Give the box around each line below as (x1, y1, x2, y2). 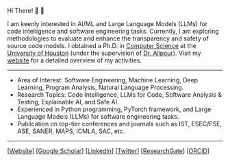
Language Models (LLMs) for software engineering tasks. (16, 113, 179, 120)
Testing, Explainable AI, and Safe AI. (16, 98, 119, 106)
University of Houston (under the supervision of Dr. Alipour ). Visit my (7, 49, 201, 57)
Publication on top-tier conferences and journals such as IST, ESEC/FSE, (16, 120, 222, 128)
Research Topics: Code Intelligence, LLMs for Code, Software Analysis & (16, 91, 222, 99)
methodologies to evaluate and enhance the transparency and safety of (7, 34, 209, 43)
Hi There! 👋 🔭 (7, 7, 44, 14)
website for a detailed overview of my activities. (7, 56, 142, 65)
